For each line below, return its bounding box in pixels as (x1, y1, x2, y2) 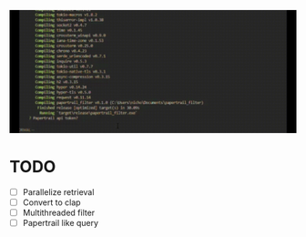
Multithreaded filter (22, 207, 96, 218)
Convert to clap (22, 197, 81, 208)
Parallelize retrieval (22, 186, 95, 197)
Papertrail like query (22, 217, 98, 228)
